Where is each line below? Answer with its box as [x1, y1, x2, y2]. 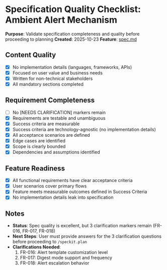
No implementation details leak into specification [12, 195, 114, 201]
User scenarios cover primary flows [12, 183, 87, 189]
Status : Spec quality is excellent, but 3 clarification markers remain [12, 223, 152, 229]
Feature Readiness [5, 164, 65, 172]
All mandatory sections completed [12, 81, 84, 87]
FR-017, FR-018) [22, 228, 55, 234]
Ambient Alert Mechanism [5, 14, 117, 26]
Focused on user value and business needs [12, 69, 103, 76]
